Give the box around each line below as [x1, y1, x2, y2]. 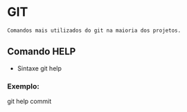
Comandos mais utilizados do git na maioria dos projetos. [7, 27, 181, 34]
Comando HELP [7, 46, 76, 57]
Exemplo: [7, 81, 40, 91]
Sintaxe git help [17, 64, 62, 73]
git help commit [7, 97, 52, 106]
